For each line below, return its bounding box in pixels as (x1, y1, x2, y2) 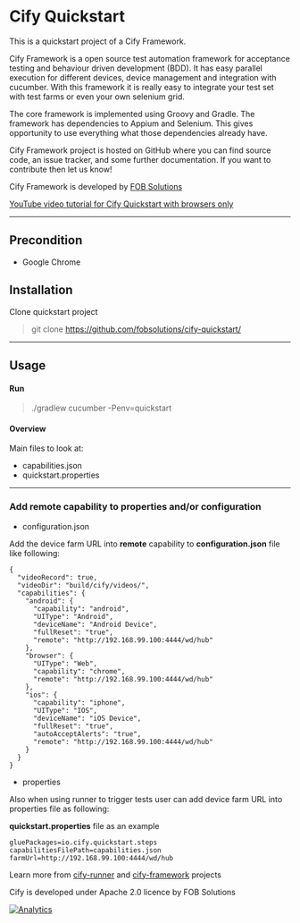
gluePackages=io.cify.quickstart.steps (9, 838, 158, 847)
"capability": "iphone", (32, 698, 126, 707)
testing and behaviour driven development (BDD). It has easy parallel (9, 63, 263, 73)
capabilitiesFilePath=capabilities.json (9, 845, 162, 855)
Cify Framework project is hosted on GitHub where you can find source (9, 145, 271, 156)
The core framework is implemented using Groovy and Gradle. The (9, 108, 255, 119)
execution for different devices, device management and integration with (9, 72, 277, 82)
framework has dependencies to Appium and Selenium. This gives (9, 118, 254, 129)
